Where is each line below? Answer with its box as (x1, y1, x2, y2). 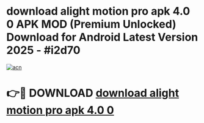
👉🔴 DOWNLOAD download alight (6, 86, 179, 100)
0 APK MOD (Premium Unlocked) (6, 17, 177, 31)
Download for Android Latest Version (6, 31, 199, 44)
